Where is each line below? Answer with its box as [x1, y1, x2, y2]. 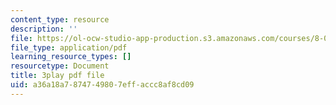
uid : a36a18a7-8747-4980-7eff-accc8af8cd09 [10, 80, 195, 90]
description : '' [10, 24, 78, 34]
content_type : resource [10, 14, 110, 25]
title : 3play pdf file [10, 71, 105, 81]
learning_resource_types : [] [10, 52, 132, 62]
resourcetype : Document [10, 61, 110, 71]
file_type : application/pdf [10, 42, 128, 53]
